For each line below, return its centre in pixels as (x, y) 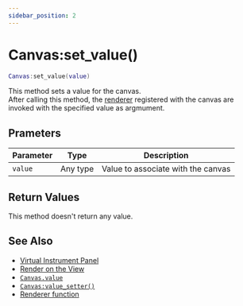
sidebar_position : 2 (42, 15)
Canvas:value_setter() (57, 286)
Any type (77, 169)
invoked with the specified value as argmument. (87, 108)
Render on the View (52, 269)
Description (166, 156)
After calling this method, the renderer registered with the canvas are (121, 99)
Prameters (35, 133)
